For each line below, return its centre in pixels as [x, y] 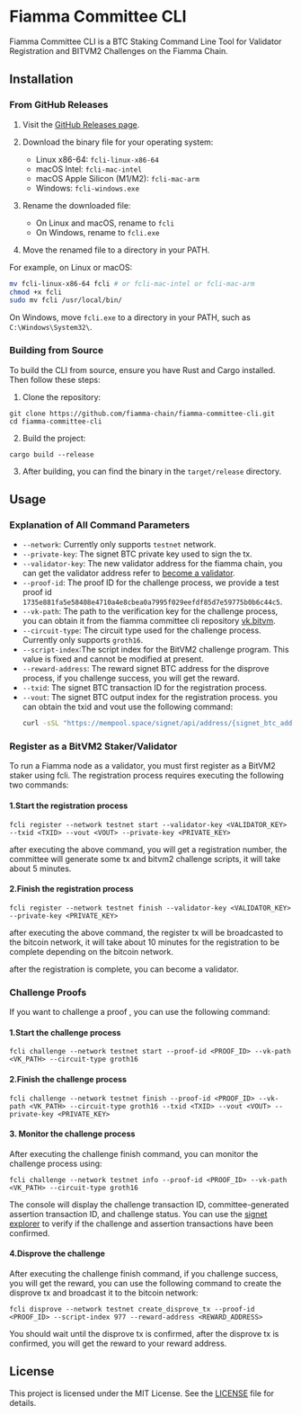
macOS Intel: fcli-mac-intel [89, 169]
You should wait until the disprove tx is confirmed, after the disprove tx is [144, 1333]
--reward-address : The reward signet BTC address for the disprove [146, 669]
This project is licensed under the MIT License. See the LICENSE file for [142, 1393]
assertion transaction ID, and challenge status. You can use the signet [138, 1214]
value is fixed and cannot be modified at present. [113, 659]
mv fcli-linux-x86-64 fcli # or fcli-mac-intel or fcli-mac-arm [132, 284]
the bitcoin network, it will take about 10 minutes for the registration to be [145, 942]
